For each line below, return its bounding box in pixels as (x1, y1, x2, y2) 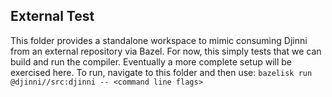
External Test (10, 8, 95, 25)
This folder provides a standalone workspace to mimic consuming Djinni (10, 34, 308, 46)
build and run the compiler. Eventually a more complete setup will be (10, 55, 292, 68)
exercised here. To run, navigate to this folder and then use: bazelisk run (10, 66, 313, 78)
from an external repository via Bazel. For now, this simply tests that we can (10, 45, 322, 57)
